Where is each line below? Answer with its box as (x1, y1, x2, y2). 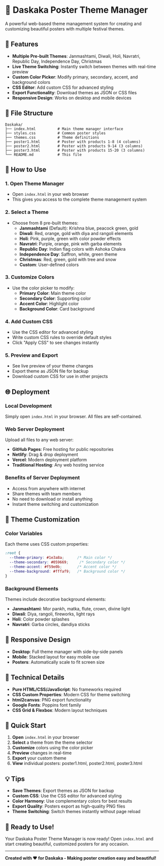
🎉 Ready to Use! (5, 823, 55, 831)
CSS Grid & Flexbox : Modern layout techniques (12, 707, 107, 713)
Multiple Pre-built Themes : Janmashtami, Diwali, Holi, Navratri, (12, 53, 141, 59)
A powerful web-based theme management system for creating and (5, 21, 142, 26)
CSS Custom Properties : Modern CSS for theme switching (12, 691, 131, 697)
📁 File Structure (5, 109, 53, 117)
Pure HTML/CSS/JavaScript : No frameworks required (12, 686, 122, 692)
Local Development (5, 402, 52, 409)
